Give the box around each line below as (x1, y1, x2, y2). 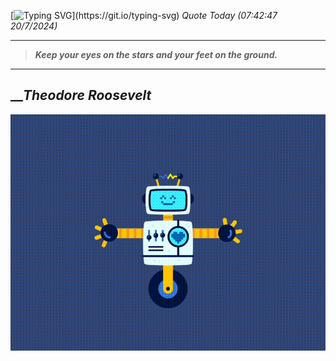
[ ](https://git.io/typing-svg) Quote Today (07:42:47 (10, 10, 278, 21)
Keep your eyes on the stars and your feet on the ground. (34, 49, 278, 60)
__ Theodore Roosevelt (10, 87, 152, 104)
